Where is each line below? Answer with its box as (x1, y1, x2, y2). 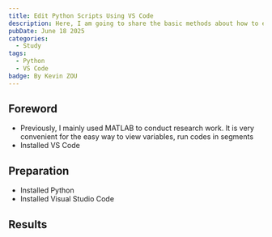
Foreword (8, 102, 58, 116)
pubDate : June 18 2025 (8, 27, 85, 35)
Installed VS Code (19, 141, 81, 150)
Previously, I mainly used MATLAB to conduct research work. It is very (19, 123, 255, 133)
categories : (8, 34, 49, 43)
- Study (15, 42, 42, 50)
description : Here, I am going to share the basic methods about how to (8, 19, 259, 28)
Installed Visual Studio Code (19, 194, 115, 204)
